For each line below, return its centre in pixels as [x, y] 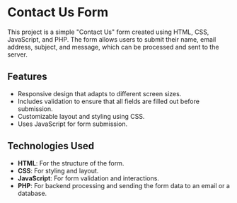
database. [32, 193]
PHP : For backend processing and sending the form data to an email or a [123, 185]
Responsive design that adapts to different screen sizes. [99, 93]
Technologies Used [51, 146]
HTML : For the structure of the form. [71, 163]
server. [18, 54]
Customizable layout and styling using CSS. [81, 116]
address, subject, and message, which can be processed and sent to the [113, 47]
